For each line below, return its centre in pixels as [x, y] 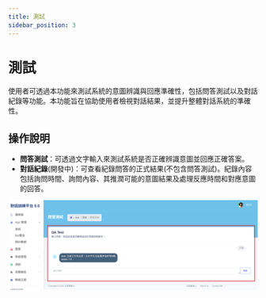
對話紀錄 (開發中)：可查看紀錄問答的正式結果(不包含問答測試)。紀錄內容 [136, 169]
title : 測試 [27, 17]
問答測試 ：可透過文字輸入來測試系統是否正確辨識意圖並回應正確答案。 [134, 159]
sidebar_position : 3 [42, 25]
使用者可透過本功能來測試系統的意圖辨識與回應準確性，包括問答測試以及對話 [133, 91]
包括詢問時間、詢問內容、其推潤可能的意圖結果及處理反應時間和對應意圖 [137, 179]
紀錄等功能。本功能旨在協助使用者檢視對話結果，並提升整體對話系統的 [123, 101]
